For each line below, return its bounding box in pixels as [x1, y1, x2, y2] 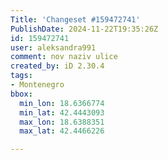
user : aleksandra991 [10, 42, 97, 53]
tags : [10, 71, 33, 81]
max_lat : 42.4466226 [19, 126, 105, 136]
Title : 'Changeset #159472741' [10, 14, 141, 25]
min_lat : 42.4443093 [19, 107, 105, 118]
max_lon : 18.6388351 [19, 117, 105, 127]
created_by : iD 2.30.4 [10, 61, 105, 71]
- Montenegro [10, 80, 65, 90]
